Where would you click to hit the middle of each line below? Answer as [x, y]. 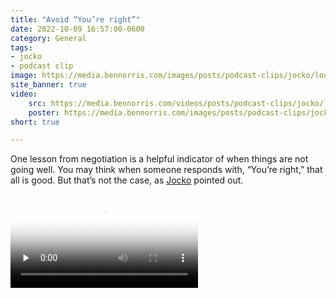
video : [24, 94]
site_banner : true [48, 85]
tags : [21, 47]
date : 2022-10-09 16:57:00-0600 [77, 29]
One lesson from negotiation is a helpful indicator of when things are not [159, 159]
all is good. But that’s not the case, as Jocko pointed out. [127, 180]
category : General [48, 38]
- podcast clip [42, 66]
